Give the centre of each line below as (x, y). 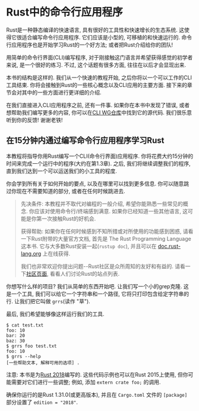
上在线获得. (56, 253)
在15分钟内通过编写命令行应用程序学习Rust (85, 141)
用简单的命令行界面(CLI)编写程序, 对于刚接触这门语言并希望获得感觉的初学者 (99, 57)
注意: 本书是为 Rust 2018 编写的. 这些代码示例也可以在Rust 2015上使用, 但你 (97, 374)
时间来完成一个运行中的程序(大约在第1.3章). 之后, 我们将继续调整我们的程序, (99, 163)
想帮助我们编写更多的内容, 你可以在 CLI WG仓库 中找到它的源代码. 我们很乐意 (99, 112)
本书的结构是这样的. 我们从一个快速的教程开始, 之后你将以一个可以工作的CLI (99, 77)
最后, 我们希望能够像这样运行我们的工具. (56, 314)
